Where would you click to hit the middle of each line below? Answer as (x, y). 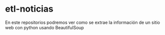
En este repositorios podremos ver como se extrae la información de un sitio (82, 22)
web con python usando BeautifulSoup (45, 27)
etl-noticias (29, 9)
